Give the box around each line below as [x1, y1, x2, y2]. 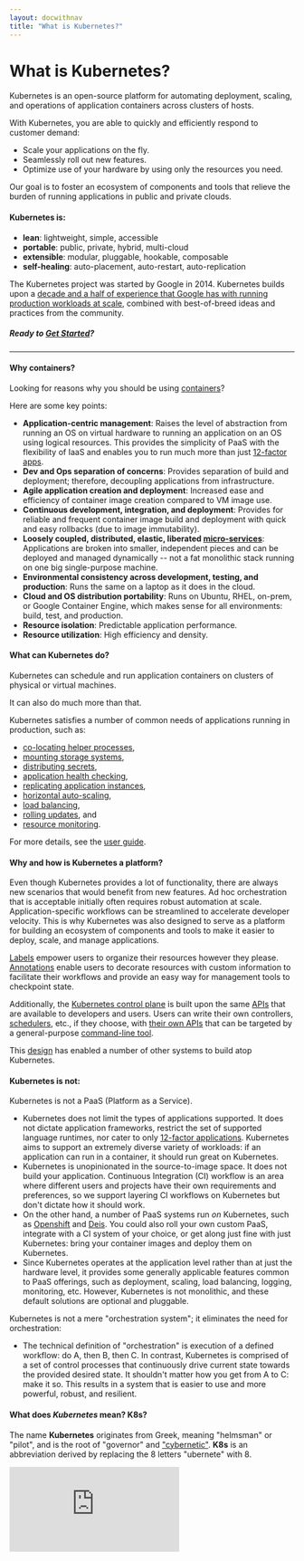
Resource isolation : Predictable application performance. [22, 619, 238, 630]
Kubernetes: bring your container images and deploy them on [22, 1238, 252, 1249]
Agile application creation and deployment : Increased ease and [22, 485, 264, 496]
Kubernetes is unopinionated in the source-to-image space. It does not [22, 1161, 288, 1172]
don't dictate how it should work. [22, 1200, 146, 1211]
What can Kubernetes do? [9, 650, 110, 661]
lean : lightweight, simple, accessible [22, 232, 158, 243]
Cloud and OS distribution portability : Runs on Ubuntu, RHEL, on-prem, [22, 590, 292, 602]
